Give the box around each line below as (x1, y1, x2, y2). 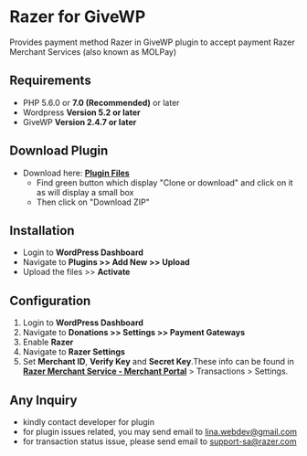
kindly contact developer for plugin (22, 417, 155, 427)
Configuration (9, 292, 91, 308)
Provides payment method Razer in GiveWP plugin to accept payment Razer (9, 37, 295, 48)
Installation (9, 222, 75, 239)
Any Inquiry (9, 392, 78, 408)
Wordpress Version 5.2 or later (22, 107, 142, 118)
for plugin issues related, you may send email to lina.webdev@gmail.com (22, 427, 298, 437)
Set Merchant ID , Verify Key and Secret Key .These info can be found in (22, 356, 294, 367)
